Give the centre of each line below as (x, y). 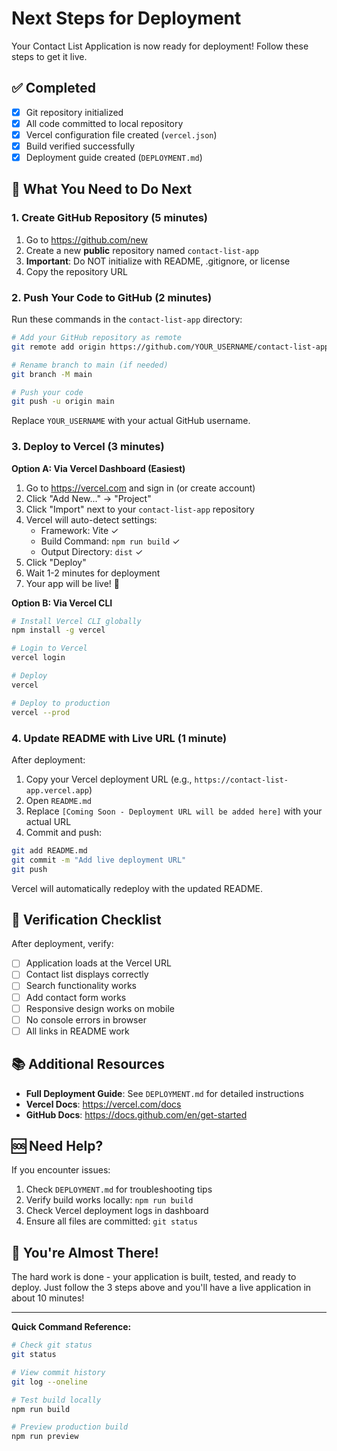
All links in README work (77, 1031)
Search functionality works (81, 986)
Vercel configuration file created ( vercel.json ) (121, 134)
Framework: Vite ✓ (79, 530)
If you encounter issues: (61, 1170)
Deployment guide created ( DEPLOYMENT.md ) (114, 157)
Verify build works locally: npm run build (109, 1200)
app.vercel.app (57, 790)
